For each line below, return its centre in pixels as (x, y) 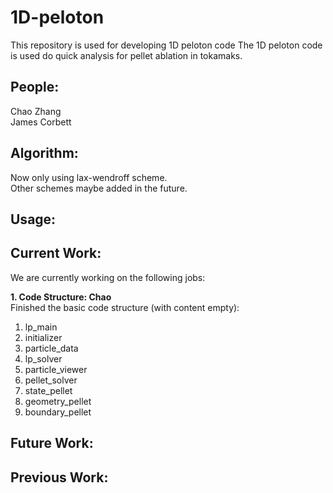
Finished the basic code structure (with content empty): (125, 307)
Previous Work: (59, 477)
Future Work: (52, 443)
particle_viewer (56, 369)
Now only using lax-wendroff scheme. (89, 177)
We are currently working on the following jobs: (108, 277)
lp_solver (43, 358)
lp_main (41, 327)
